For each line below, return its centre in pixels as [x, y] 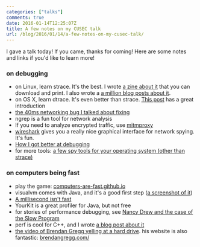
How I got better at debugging [52, 144]
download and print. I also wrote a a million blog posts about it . [93, 93]
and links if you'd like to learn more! [51, 58]
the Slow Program [37, 218]
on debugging [27, 74]
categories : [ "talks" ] [35, 12]
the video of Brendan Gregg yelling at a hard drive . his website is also [101, 231]
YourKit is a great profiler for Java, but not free [73, 205]
